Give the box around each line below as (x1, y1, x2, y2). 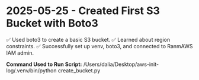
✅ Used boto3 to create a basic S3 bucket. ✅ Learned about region (6, 36, 171, 43)
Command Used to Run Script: (6, 61, 82, 68)
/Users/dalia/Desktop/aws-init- (83, 61, 159, 68)
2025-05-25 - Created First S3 (6, 4, 160, 18)
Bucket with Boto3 (6, 16, 99, 30)
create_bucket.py (57, 66, 101, 74)
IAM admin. (6, 49, 34, 56)
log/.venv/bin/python (6, 66, 57, 74)
